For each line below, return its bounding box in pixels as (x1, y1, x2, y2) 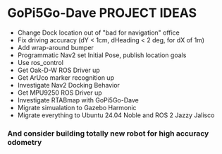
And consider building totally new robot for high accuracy (7, 129, 209, 138)
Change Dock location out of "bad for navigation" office (17, 28, 180, 37)
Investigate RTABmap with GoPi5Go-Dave (17, 95, 139, 104)
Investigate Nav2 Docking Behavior (17, 81, 120, 89)
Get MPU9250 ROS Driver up (17, 88, 102, 97)
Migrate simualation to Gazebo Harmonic (17, 103, 137, 112)
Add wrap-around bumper (17, 43, 94, 52)
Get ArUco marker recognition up (17, 73, 115, 82)
